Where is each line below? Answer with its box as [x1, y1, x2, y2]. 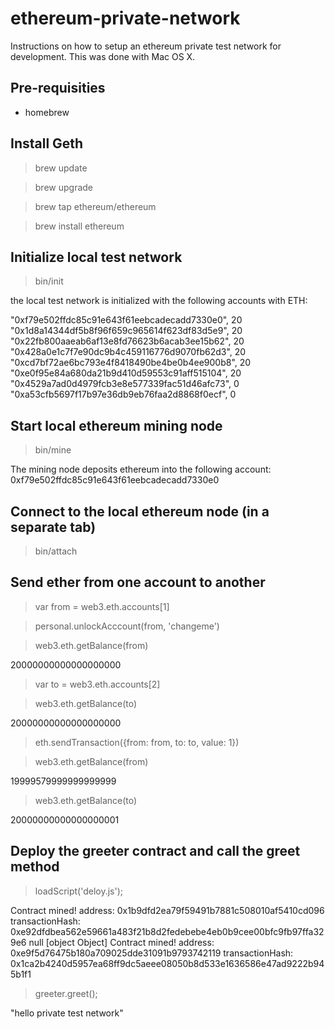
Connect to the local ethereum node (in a [10, 503, 270, 520]
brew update [34, 162, 88, 174]
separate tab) [10, 518, 97, 536]
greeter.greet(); [34, 987, 98, 999]
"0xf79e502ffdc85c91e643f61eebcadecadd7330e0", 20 [10, 314, 243, 326]
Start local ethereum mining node [10, 417, 223, 434]
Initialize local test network [10, 248, 183, 266]
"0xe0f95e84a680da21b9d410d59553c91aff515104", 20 [10, 367, 242, 379]
